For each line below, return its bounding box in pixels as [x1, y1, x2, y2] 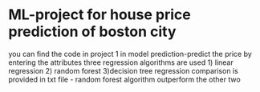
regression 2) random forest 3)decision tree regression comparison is [8, 66, 238, 75]
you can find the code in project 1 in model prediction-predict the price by [8, 49, 253, 58]
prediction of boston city [8, 22, 177, 41]
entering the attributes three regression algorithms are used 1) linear [8, 58, 234, 67]
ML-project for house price [8, 6, 191, 24]
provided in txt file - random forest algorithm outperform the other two [8, 74, 241, 84]
